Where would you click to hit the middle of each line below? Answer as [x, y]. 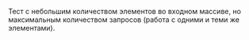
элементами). [32, 28]
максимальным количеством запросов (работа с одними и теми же [124, 20]
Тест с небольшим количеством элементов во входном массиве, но [125, 11]
